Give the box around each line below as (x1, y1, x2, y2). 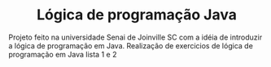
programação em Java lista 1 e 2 (8, 49, 117, 59)
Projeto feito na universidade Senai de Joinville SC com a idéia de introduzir (8, 32, 263, 42)
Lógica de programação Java (36, 6, 238, 24)
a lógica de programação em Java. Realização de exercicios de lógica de (8, 40, 254, 50)
